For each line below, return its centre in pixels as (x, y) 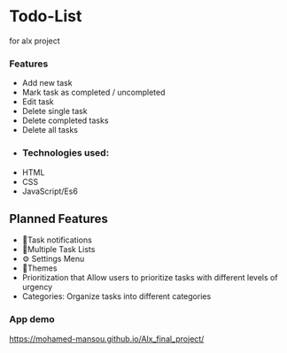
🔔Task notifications (57, 240)
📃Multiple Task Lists (58, 249)
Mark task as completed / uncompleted (93, 92)
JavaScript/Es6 (50, 191)
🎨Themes (39, 268)
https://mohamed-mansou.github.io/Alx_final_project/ (107, 339)
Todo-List (46, 16)
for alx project (35, 41)
